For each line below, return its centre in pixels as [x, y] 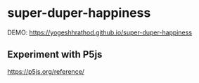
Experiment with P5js [55, 55]
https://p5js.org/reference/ [46, 71]
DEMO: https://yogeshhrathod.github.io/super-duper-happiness [99, 32]
